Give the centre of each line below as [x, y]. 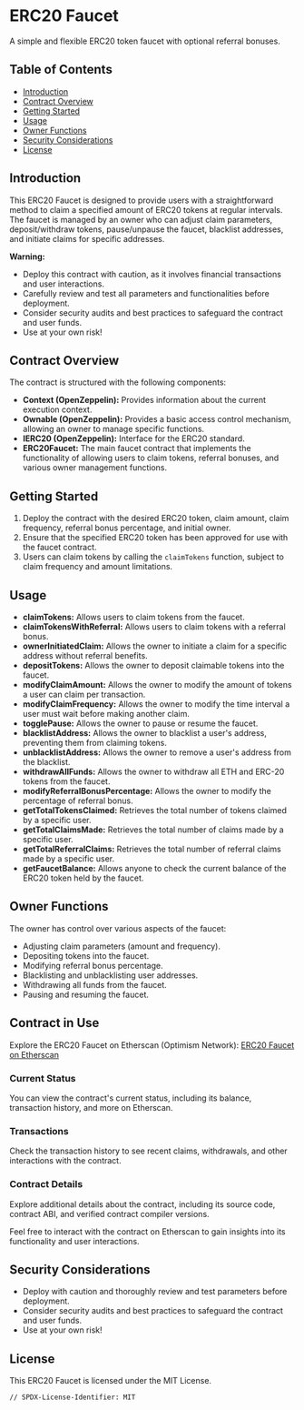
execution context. [57, 409]
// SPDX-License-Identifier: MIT [73, 1397]
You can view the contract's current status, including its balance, [131, 1098]
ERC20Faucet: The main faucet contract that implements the [137, 448]
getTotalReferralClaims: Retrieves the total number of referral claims [152, 849]
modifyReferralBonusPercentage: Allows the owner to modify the [147, 791]
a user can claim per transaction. [84, 694]
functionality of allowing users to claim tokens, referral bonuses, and [151, 458]
